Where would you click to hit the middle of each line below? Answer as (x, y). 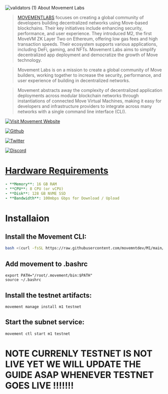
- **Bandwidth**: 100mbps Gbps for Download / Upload (62, 198)
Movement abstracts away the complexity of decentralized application (90, 90)
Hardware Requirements (57, 171)
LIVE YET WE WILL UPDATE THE (73, 364)
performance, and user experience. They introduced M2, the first (84, 33)
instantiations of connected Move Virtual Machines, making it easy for (89, 101)
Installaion (27, 218)
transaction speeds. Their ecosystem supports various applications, (87, 44)
